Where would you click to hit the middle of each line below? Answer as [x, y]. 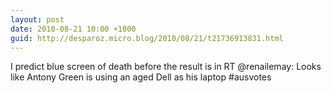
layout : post [37, 19]
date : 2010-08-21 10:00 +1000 [73, 29]
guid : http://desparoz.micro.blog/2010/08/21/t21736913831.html [147, 38]
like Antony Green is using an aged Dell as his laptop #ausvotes [141, 77]
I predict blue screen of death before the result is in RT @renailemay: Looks [166, 67]
